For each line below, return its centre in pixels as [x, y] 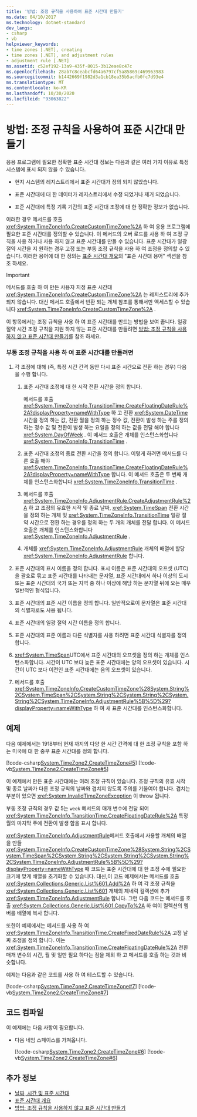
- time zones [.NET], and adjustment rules [60, 55]
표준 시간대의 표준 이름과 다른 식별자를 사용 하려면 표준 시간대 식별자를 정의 [101, 635]
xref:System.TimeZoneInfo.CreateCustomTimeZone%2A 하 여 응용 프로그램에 [98, 226]
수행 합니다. [34, 374]
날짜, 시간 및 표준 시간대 [42, 1094]
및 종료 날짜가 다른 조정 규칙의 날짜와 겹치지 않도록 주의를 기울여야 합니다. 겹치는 [98, 788]
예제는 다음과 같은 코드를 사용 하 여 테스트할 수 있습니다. [70, 974]
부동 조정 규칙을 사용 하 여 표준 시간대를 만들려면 [70, 353]
